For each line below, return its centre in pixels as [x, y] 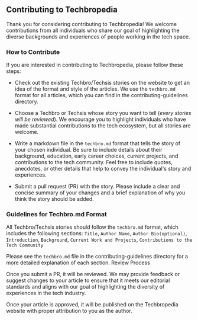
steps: [14, 71]
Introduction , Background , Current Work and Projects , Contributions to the [99, 240]
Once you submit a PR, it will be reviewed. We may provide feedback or [93, 274]
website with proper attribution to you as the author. [69, 311]
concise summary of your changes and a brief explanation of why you [100, 193]
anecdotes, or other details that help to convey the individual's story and [103, 169]
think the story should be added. [54, 199]
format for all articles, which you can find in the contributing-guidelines [101, 95]
